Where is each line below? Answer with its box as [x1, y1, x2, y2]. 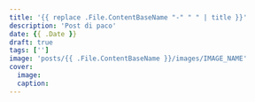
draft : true [9, 37, 53, 47]
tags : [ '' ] [9, 46, 50, 55]
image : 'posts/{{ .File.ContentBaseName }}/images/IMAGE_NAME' [9, 54, 248, 63]
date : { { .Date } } [9, 29, 77, 38]
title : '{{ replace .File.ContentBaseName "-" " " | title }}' [9, 12, 248, 22]
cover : [9, 63, 34, 72]
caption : [17, 79, 50, 88]
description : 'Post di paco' [9, 21, 117, 30]
